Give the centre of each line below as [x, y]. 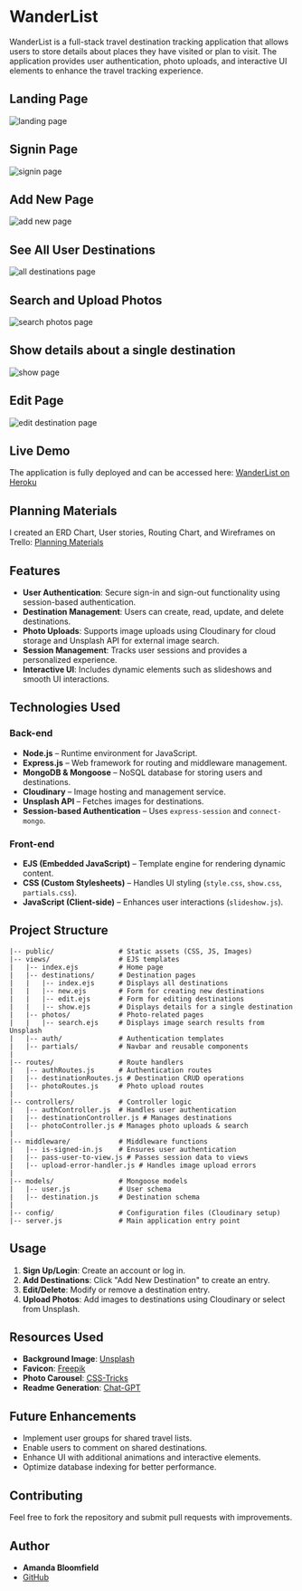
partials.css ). [49, 893]
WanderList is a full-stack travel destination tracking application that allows [149, 42]
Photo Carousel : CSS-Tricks [75, 1378]
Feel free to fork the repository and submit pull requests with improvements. [151, 1518]
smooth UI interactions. [66, 679]
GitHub [36, 1577]
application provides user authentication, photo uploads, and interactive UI [148, 61]
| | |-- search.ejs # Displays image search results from [137, 1022]
